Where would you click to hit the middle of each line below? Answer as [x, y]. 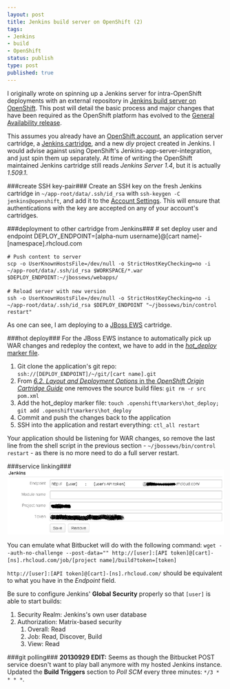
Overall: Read [46, 629]
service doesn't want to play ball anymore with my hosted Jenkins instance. [115, 665]
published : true [30, 72]
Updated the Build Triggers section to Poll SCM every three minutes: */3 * [113, 672]
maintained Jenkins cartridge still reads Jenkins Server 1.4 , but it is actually [114, 165]
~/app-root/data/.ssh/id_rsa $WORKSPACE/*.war [75, 270]
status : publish [30, 59]
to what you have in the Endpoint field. [62, 581]
